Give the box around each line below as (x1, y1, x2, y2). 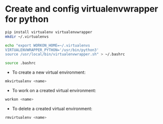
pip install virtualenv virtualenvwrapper (5, 30, 92, 34)
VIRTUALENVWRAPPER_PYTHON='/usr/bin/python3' (5, 47, 99, 52)
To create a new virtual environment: (12, 69, 86, 76)
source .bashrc (5, 61, 36, 66)
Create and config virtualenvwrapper (5, 3, 159, 15)
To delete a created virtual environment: (12, 106, 92, 111)
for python (5, 14, 49, 25)
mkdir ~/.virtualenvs (5, 34, 49, 39)
